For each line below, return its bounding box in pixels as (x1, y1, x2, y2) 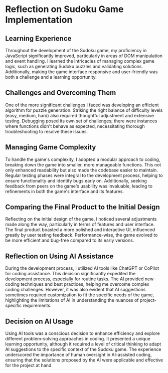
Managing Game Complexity (5, 143, 96, 151)
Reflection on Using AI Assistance (5, 252, 114, 260)
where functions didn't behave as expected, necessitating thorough (5, 123, 145, 129)
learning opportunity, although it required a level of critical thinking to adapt (5, 341, 161, 347)
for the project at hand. (5, 362, 53, 368)
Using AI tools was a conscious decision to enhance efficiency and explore (5, 330, 160, 336)
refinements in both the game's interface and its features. (5, 188, 124, 194)
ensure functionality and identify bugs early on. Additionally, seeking (5, 177, 147, 183)
